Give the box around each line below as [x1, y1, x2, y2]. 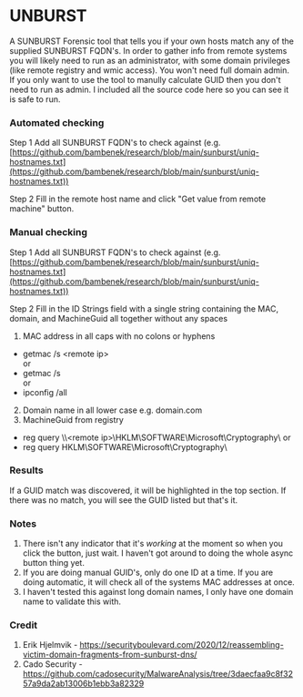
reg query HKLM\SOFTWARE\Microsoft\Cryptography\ [22, 441, 227, 452]
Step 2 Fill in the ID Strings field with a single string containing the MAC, [9, 302, 279, 314]
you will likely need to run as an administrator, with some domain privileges [9, 55, 291, 66]
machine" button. [9, 203, 75, 214]
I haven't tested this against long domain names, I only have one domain [22, 587, 294, 598]
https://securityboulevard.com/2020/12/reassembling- [79, 640, 284, 651]
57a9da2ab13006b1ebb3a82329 [22, 678, 145, 689]
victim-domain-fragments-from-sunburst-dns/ [22, 649, 197, 661]
